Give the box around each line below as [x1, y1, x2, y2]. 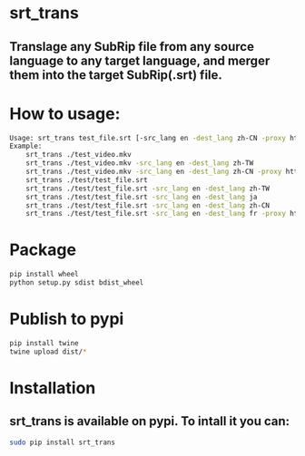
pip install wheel [9, 270, 79, 279]
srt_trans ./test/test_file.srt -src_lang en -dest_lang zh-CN [25, 200, 271, 210]
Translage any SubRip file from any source [9, 39, 254, 54]
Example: [9, 141, 43, 151]
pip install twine [9, 338, 79, 347]
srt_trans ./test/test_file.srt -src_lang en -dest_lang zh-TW [25, 184, 271, 193]
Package [9, 239, 77, 260]
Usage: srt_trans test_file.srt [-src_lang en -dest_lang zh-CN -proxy [9, 133, 286, 142]
